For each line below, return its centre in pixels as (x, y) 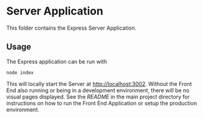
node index (20, 73)
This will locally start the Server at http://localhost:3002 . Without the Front (99, 84)
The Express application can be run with (57, 61)
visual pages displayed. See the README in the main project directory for (98, 97)
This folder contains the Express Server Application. (71, 28)
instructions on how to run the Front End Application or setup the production (102, 103)
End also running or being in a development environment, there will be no (98, 90)
